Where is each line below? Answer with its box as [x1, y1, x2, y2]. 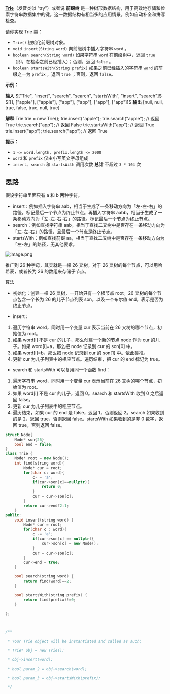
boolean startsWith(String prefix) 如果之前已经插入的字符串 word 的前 [12, 65, 163, 71]
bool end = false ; [14, 442, 53, 447]
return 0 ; [41, 484, 62, 489]
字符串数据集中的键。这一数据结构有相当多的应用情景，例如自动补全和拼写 [9, 11, 165, 17]
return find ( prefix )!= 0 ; [23, 597, 76, 602]
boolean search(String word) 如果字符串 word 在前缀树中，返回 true [12, 52, 156, 58]
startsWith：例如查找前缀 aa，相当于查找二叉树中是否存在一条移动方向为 [12, 235, 165, 241]
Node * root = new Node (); [14, 456, 70, 461]
